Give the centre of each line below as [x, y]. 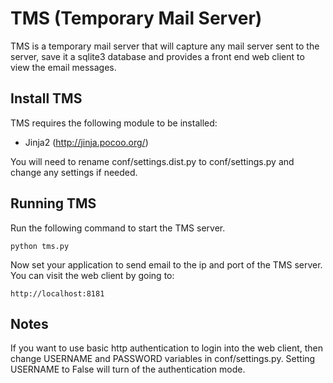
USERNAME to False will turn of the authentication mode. [128, 369]
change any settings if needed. [74, 172]
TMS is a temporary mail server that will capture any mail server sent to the [165, 46]
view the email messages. [63, 67]
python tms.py [40, 246]
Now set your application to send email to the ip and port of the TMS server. [166, 264]
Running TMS [53, 203]
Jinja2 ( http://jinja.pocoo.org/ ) [86, 142]
